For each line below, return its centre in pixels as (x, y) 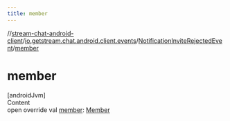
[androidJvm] (27, 95)
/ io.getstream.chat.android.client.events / (80, 40)
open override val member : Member (59, 110)
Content (19, 102)
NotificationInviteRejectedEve (180, 40)
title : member (28, 13)
